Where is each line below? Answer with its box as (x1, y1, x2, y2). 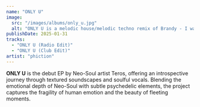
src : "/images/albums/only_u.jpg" (11, 20, 97, 26)
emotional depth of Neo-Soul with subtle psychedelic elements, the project (6, 82, 190, 90)
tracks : (6, 36, 26, 42)
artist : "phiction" (6, 53, 55, 59)
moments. (6, 95, 31, 102)
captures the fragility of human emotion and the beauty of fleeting (6, 88, 168, 96)
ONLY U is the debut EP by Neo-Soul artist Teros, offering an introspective (6, 69, 189, 77)
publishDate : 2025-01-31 (6, 31, 68, 37)
